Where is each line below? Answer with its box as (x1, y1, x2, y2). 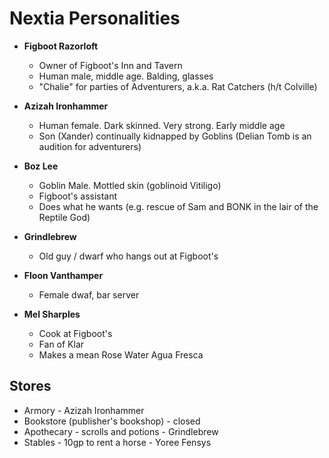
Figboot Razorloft (23, 40, 99, 52)
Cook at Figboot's (38, 327, 113, 339)
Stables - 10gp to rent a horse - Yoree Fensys (23, 436, 212, 448)
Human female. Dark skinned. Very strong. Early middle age (38, 119, 286, 131)
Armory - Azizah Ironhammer (23, 404, 145, 416)
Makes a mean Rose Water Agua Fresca (38, 348, 204, 361)
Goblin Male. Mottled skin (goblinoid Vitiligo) (38, 179, 222, 191)
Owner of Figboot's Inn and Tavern (38, 59, 183, 71)
